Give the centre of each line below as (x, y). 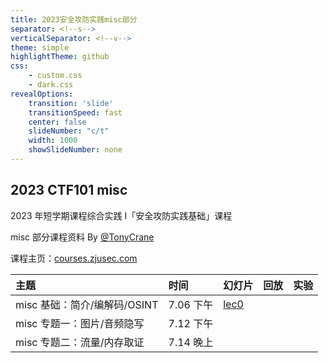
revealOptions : (42, 94)
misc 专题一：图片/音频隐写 (80, 323)
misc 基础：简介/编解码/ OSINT (87, 304)
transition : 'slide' (71, 103)
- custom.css (55, 76)
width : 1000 (53, 141)
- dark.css (51, 85)
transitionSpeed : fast (75, 112)
